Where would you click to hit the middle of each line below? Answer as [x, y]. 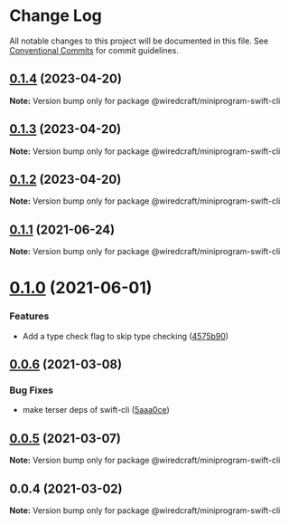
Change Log [56, 16]
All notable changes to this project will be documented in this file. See [139, 41]
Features [29, 316]
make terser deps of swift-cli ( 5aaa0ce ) [96, 410]
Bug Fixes [32, 390]
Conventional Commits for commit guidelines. [94, 50]
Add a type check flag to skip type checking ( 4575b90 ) [125, 336]
